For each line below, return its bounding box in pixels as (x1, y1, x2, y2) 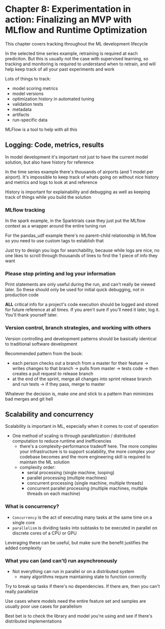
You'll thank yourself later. (5, 312, 58, 318)
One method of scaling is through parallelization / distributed (12, 433, 135, 439)
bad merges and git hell (5, 396, 53, 402)
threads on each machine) (27, 491, 80, 496)
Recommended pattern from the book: (5, 350, 83, 357)
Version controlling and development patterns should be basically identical (5, 335, 157, 342)
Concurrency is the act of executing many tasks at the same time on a (12, 514, 153, 520)
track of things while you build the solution (5, 194, 92, 200)
